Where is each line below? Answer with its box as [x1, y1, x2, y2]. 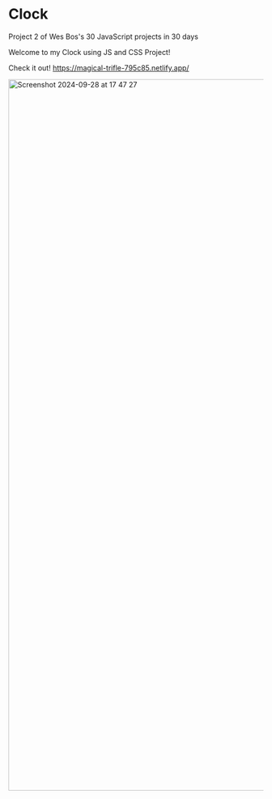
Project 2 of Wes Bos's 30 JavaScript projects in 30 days [8, 32, 198, 41]
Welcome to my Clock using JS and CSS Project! [8, 47, 171, 57]
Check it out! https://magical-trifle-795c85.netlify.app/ [8, 62, 189, 73]
